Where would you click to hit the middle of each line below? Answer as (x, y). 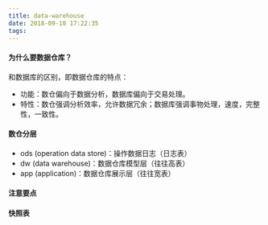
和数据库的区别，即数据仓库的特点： (68, 76)
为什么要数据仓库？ (40, 57)
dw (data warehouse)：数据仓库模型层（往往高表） (105, 163)
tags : (17, 31)
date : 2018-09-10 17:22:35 (54, 23)
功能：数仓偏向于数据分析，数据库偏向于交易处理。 (105, 94)
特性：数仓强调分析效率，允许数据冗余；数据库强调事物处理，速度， (133, 104)
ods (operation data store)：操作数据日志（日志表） (105, 153)
